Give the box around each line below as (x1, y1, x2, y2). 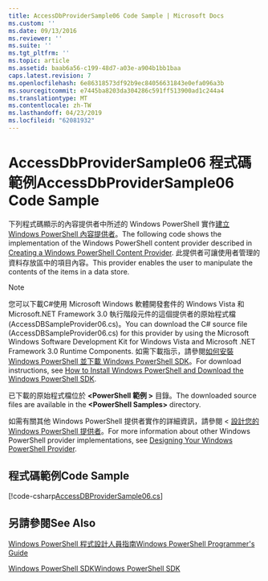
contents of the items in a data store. (8, 266, 130, 276)
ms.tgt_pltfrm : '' (8, 49, 70, 57)
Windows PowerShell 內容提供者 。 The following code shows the (8, 229, 222, 238)
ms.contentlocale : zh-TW (8, 101, 91, 109)
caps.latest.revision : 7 (8, 72, 91, 80)
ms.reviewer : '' (8, 34, 63, 43)
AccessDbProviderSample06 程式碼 (8, 154, 252, 172)
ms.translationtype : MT (8, 94, 88, 102)
